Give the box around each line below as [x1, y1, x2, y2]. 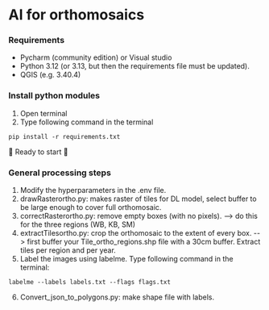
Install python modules [8, 90, 101, 102]
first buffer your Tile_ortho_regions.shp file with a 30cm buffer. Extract [27, 237, 261, 247]
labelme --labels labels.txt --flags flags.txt [8, 279, 172, 287]
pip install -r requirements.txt [8, 132, 121, 140]
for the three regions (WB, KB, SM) [19, 220, 135, 229]
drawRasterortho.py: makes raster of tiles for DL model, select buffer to [19, 194, 257, 203]
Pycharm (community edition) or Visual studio [19, 52, 172, 62]
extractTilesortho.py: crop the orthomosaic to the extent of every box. [19, 228, 252, 238]
